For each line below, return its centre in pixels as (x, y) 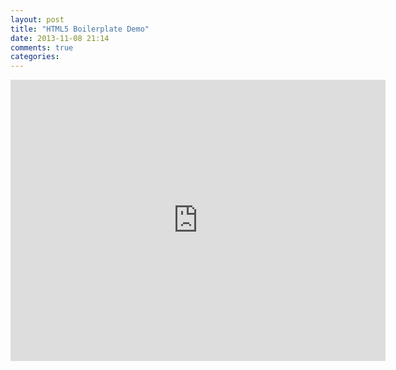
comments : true (42, 47)
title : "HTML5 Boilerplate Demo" (80, 29)
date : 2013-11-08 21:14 (60, 38)
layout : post (37, 19)
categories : (35, 57)
